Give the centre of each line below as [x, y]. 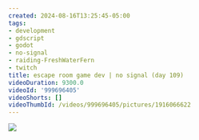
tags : [17, 23]
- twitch [23, 68]
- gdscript [26, 38]
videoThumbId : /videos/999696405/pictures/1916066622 [100, 105]
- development [32, 30]
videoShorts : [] [35, 98]
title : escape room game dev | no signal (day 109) [96, 75]
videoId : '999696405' [44, 90]
